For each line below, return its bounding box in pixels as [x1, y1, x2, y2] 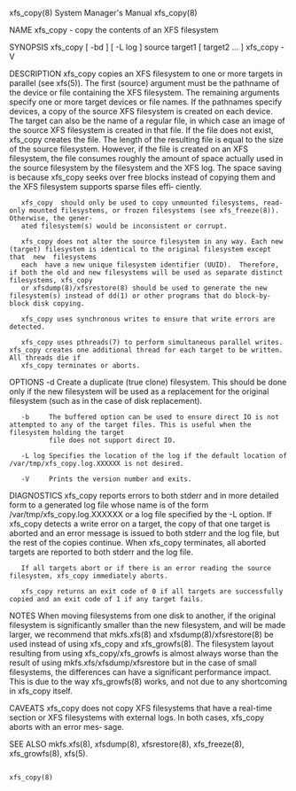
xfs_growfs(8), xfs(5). [9, 748, 89, 758]
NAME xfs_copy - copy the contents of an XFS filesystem [9, 25, 219, 35]
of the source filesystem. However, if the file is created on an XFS [9, 143, 249, 154]
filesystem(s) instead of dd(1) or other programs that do [9, 291, 232, 300]
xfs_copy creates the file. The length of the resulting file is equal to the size [9, 135, 284, 144]
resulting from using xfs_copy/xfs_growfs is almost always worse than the [9, 648, 279, 658]
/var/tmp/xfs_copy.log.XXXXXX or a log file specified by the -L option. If [9, 509, 272, 519]
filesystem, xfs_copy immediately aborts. [9, 571, 168, 580]
